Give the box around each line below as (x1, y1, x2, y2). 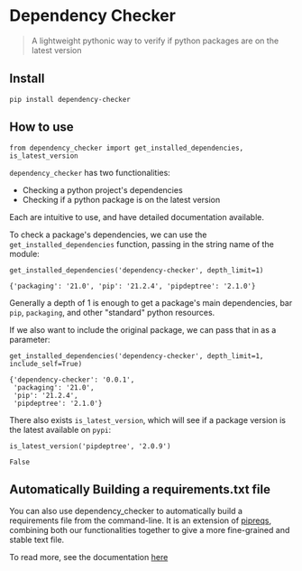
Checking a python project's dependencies (22, 184, 183, 195)
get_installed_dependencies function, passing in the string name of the (9, 238, 275, 249)
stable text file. (9, 534, 65, 546)
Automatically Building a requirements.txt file (9, 482, 270, 497)
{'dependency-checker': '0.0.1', (9, 375, 135, 384)
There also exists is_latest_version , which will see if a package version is (9, 414, 287, 425)
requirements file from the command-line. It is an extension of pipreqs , (9, 515, 272, 526)
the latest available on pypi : (9, 424, 112, 435)
